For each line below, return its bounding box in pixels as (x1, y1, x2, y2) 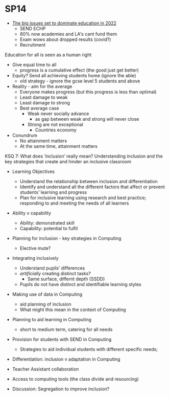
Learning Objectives (12, 168, 55, 174)
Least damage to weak (19, 94, 68, 100)
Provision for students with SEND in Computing (12, 336, 112, 342)
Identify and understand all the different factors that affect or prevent (19, 184, 165, 190)
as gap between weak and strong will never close (35, 116, 139, 122)
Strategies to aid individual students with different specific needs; (19, 346, 158, 352)
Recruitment (19, 41, 46, 48)
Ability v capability (12, 210, 52, 216)
